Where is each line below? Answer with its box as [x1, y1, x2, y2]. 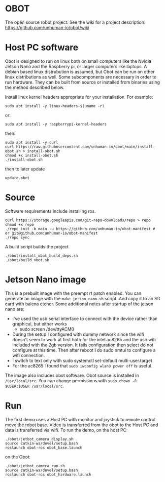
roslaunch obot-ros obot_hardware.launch [5, 472, 92, 477]
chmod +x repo [5, 222, 34, 227]
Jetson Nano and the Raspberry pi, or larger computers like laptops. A [5, 63, 147, 69]
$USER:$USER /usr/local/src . [5, 383, 64, 389]
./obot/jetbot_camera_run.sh [5, 463, 65, 468]
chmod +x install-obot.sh [5, 153, 58, 158]
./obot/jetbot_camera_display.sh [5, 437, 74, 442]
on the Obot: [5, 454, 31, 460]
